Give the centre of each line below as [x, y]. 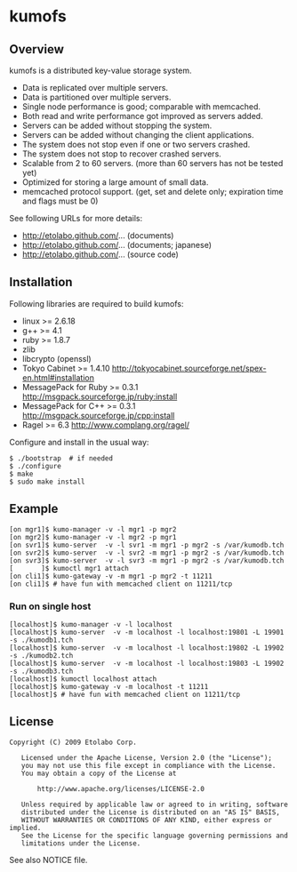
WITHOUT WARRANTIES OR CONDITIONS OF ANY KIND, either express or [147, 820]
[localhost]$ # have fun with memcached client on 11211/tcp [125, 694]
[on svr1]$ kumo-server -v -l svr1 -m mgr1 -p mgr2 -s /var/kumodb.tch [147, 545]
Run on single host [50, 606]
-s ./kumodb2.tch [41, 655]
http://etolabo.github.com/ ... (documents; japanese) [116, 245]
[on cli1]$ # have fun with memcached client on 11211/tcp [121, 584]
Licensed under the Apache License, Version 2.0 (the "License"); [147, 757]
